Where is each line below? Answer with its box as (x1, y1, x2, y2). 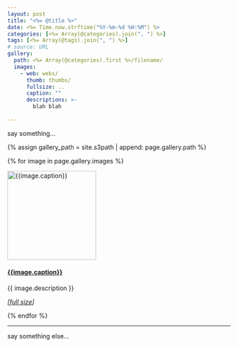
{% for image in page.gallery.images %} (7, 156, 124, 165)
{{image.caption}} (7, 268, 63, 277)
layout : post (7, 10, 46, 18)
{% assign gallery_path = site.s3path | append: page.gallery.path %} (7, 143, 207, 151)
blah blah (33, 103, 62, 110)
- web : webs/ (20, 70, 59, 77)
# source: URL (7, 43, 50, 50)
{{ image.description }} (7, 284, 74, 292)
